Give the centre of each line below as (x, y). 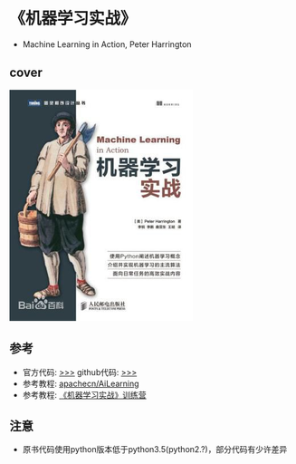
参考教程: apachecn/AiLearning (81, 383)
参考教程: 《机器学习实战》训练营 (84, 394)
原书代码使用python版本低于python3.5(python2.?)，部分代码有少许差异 (155, 449)
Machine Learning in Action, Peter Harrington (107, 44)
